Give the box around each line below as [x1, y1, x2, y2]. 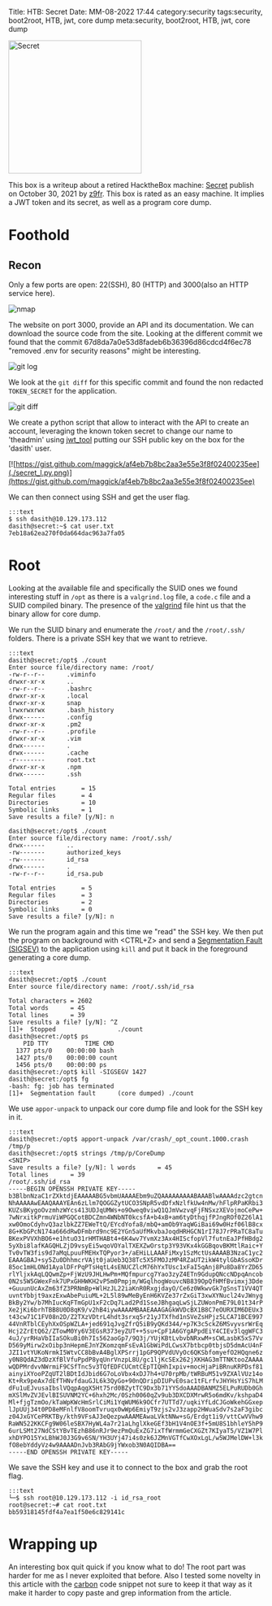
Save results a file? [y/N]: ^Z [8, 1018, 118, 1026]
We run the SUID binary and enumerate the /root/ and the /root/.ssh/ [8, 625, 246, 634]
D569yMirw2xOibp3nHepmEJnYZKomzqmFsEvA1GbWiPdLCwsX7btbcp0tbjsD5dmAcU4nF [8, 1341, 264, 1349]
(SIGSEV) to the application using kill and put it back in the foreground [8, 943, 248, 954]
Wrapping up [8, 1535, 98, 1554]
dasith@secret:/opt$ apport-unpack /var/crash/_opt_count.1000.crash [8, 1134, 249, 1143]
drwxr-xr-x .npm [8, 763, 82, 771]
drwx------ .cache [8, 748, 89, 757]
